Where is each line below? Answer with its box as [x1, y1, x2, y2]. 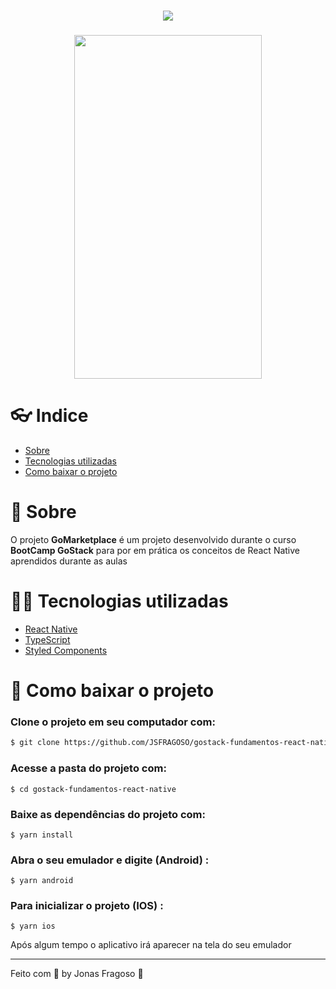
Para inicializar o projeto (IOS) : [10, 899, 164, 913]
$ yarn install [10, 830, 74, 840]
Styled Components [24, 644, 108, 656]
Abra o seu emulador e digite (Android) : [10, 853, 210, 867]
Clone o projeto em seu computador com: [10, 715, 216, 729]
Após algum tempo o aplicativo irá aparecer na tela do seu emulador [10, 939, 292, 951]
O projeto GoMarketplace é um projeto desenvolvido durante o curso [10, 533, 297, 545]
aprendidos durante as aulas [10, 555, 128, 567]
